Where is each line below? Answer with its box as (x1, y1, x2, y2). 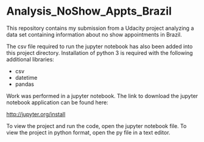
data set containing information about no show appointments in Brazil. (6, 30, 182, 38)
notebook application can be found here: (6, 99, 108, 106)
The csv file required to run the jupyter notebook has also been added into (6, 43, 193, 50)
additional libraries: (6, 55, 55, 63)
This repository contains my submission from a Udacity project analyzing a (6, 24, 194, 32)
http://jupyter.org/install (6, 110, 66, 118)
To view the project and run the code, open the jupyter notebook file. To (6, 122, 187, 129)
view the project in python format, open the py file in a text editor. (6, 129, 171, 136)
